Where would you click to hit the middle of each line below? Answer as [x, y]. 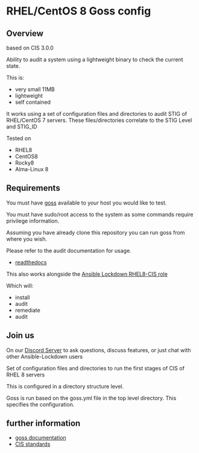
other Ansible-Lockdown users [45, 356]
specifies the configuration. [40, 404]
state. [13, 66]
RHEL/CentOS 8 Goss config [79, 11]
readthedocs [31, 262]
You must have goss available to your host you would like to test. [87, 203]
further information [43, 423]
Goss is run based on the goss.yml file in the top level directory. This [91, 398]
